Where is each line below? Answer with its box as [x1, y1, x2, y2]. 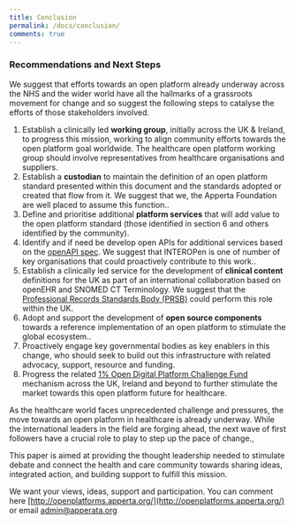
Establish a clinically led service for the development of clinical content [21, 265, 284, 275]
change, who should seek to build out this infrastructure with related [21, 350, 271, 360]
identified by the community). [21, 227, 130, 238]
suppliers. [21, 161, 59, 173]
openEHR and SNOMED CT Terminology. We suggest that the [21, 284, 246, 295]
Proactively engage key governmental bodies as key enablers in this [21, 340, 270, 351]
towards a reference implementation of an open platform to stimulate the [21, 321, 287, 332]
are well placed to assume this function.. [21, 199, 170, 210]
